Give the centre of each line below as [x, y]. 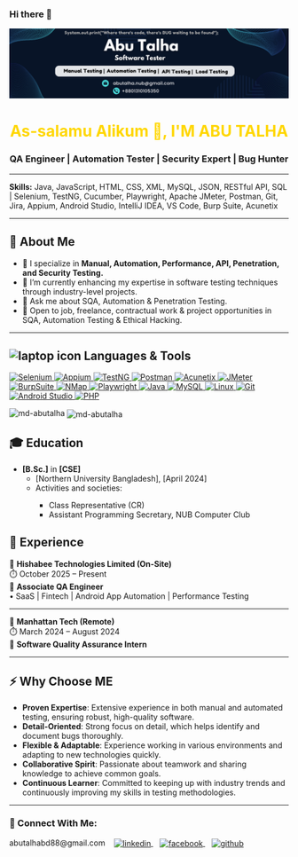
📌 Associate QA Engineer [56, 586]
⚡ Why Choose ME [61, 682]
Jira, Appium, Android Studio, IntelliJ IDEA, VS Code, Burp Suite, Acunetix [144, 205]
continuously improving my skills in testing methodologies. [129, 792]
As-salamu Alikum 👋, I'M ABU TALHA [149, 131]
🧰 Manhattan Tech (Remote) [62, 621]
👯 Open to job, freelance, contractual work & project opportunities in [147, 311]
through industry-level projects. [79, 291]
